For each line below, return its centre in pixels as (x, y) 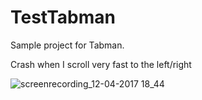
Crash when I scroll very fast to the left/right (101, 64)
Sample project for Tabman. (67, 45)
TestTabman (63, 17)
